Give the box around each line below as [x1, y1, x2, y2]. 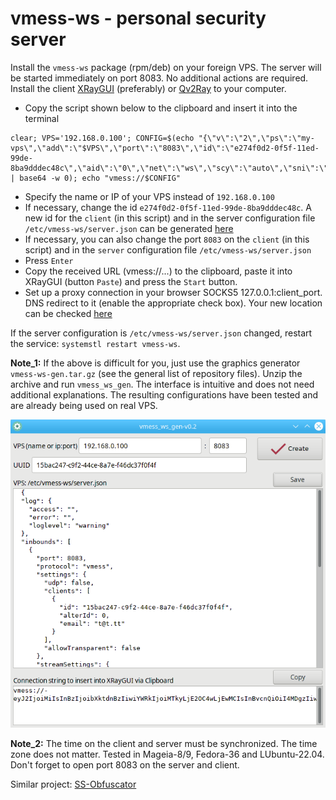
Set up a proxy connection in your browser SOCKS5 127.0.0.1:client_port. [24, 286, 323, 298]
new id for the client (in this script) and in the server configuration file [24, 212, 316, 224]
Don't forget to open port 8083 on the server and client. [10, 759, 240, 771]
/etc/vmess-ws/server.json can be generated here [24, 222, 234, 234]
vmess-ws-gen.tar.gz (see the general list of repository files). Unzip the [10, 367, 303, 379]
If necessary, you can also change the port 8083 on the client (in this [24, 233, 310, 245]
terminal [24, 112, 60, 124]
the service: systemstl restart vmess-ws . [10, 337, 181, 349]
